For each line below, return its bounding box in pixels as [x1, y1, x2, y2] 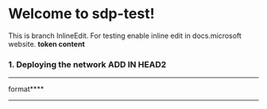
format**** [8, 85, 44, 94]
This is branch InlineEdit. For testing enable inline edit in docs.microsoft [8, 31, 242, 40]
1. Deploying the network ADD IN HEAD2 [8, 58, 167, 70]
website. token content [8, 39, 85, 48]
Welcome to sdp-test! [8, 5, 155, 23]
